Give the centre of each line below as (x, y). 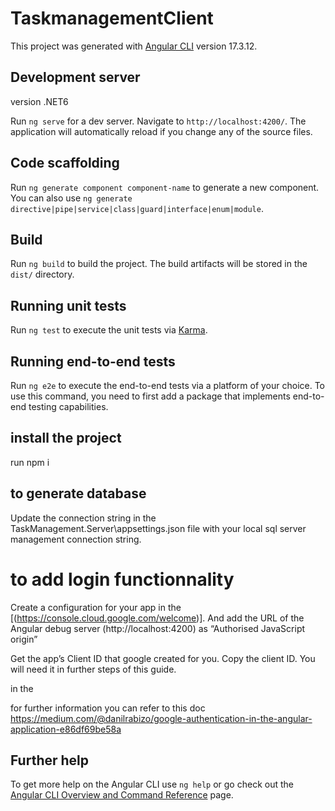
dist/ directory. (42, 274)
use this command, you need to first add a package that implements (150, 396)
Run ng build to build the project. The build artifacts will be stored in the (159, 264)
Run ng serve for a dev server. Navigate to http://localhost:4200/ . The (158, 121)
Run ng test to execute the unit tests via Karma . (109, 330)
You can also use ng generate (71, 198)
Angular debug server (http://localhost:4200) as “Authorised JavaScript (158, 628)
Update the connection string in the (83, 518)
